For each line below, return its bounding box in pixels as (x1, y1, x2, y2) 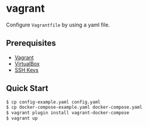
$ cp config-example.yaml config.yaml (6, 99, 101, 105)
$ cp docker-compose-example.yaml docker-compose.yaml (6, 105, 143, 111)
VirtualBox (14, 60, 40, 67)
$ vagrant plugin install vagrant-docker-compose (6, 110, 130, 116)
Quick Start (6, 83, 49, 93)
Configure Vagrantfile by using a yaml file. (6, 21, 110, 28)
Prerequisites (6, 38, 56, 48)
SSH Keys (14, 66, 39, 73)
